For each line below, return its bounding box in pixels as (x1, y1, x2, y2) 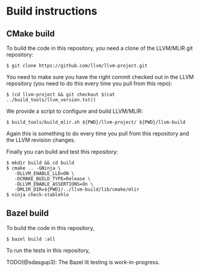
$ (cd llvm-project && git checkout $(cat (6, 92, 115, 98)
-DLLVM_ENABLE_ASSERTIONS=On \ (14, 181, 94, 187)
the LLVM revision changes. (6, 137, 76, 143)
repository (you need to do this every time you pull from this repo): (6, 80, 173, 87)
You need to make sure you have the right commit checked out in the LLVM (6, 73, 194, 80)
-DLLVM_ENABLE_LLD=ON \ (14, 171, 75, 177)
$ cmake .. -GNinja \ (6, 165, 61, 171)
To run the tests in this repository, (6, 246, 90, 254)
